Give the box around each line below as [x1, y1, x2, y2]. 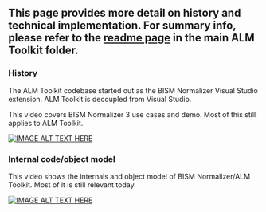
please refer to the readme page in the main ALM [8, 31, 255, 45]
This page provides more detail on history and [8, 6, 241, 20]
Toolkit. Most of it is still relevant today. [8, 179, 137, 190]
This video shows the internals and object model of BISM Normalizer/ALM [8, 171, 251, 181]
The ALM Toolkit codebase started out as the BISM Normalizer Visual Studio [8, 85, 259, 95]
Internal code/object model [8, 153, 115, 164]
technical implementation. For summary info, [8, 19, 237, 33]
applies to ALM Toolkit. [8, 118, 84, 128]
